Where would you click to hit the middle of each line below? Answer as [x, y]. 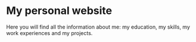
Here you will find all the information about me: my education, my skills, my [98, 27]
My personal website [59, 11]
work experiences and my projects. [49, 33]
